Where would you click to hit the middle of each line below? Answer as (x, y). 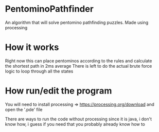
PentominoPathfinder (49, 9)
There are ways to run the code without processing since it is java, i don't (79, 119)
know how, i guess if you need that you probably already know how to (75, 124)
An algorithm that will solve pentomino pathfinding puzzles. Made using (77, 22)
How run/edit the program (59, 91)
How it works (32, 47)
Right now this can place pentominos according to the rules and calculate (79, 61)
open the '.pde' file (24, 109)
